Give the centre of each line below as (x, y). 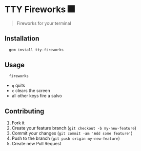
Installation (22, 39)
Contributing (24, 111)
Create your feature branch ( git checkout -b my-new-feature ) (74, 128)
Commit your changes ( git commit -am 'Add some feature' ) (72, 133)
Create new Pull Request (36, 144)
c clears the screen (31, 91)
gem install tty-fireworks (36, 50)
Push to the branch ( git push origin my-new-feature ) (66, 138)
